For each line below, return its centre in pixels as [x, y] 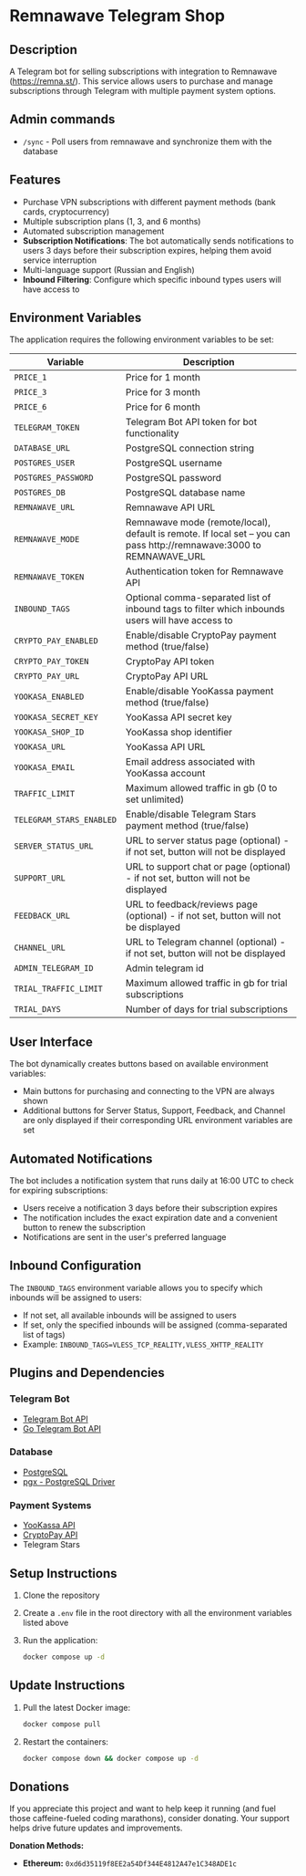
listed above [46, 1622]
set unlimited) [155, 799]
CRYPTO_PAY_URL [47, 677]
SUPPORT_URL [40, 878]
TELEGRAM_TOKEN [47, 428]
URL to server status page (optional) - [208, 840]
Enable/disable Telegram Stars [191, 815]
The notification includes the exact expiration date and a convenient [150, 1218]
